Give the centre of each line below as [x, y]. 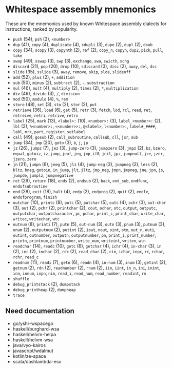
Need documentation [40, 311]
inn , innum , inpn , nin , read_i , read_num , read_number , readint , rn [79, 273]
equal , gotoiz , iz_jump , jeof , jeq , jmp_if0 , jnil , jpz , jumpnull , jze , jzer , [88, 153]
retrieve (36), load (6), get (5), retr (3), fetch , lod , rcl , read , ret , [82, 110]
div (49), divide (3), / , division [46, 93]
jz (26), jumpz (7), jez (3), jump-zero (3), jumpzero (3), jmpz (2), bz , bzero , [89, 148]
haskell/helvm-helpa [34, 334]
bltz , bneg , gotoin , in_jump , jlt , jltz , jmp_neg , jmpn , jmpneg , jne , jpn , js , [89, 170]
